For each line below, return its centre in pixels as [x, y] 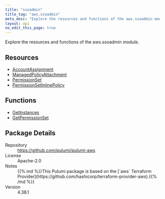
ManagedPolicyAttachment [40, 74]
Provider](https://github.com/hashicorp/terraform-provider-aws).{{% [87, 176]
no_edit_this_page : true [30, 28]
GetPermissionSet [30, 117]
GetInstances [26, 112]
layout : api [17, 23]
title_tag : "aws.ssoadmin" [33, 14]
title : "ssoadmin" [24, 10]
